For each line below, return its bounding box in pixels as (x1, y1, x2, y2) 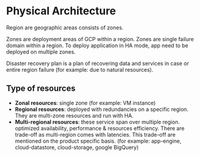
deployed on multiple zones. (6, 48, 76, 55)
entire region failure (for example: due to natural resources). (6, 66, 153, 73)
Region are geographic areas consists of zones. (6, 24, 124, 31)
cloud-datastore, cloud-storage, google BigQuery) (14, 143, 139, 150)
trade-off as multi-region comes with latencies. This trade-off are (14, 131, 176, 138)
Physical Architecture (6, 4, 116, 18)
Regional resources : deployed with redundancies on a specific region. (14, 106, 189, 113)
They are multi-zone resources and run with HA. (14, 112, 134, 119)
